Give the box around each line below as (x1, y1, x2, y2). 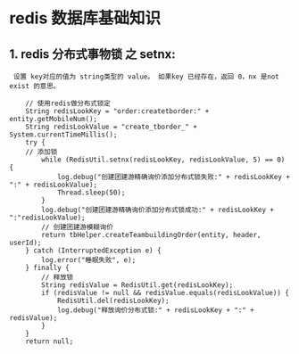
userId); (9, 238, 42, 247)
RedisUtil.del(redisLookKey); (56, 296, 170, 305)
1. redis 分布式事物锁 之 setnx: (9, 46, 176, 62)
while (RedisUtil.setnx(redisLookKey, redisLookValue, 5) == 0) (41, 155, 286, 164)
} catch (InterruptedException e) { (25, 246, 162, 255)
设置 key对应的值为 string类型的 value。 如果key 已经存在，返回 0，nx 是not (12, 72, 279, 81)
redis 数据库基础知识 (9, 8, 161, 29)
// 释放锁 (41, 273, 74, 282)
